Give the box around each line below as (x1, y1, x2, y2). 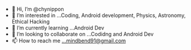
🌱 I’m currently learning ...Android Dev (11, 24, 105, 31)
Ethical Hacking (11, 18, 50, 25)
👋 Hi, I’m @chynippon (11, 6, 64, 12)
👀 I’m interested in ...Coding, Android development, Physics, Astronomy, (11, 12, 186, 19)
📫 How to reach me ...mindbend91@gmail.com (11, 37, 126, 44)
